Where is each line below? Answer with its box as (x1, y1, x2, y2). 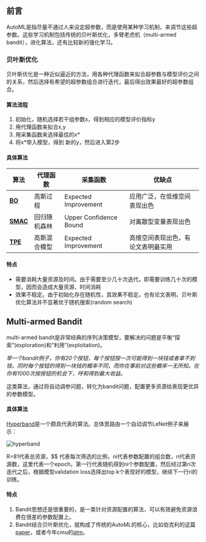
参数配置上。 (42, 513, 75, 521)
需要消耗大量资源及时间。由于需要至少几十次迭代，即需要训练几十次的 (15, 275, 193, 283)
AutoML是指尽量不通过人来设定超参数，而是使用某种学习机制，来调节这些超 (6, 23, 197, 31)
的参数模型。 (6, 390, 39, 397)
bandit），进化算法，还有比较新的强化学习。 (6, 39, 116, 46)
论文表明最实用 (129, 243, 172, 251)
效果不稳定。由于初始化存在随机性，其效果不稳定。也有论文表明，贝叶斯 (15, 290, 197, 298)
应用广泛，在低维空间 (129, 192, 191, 200)
